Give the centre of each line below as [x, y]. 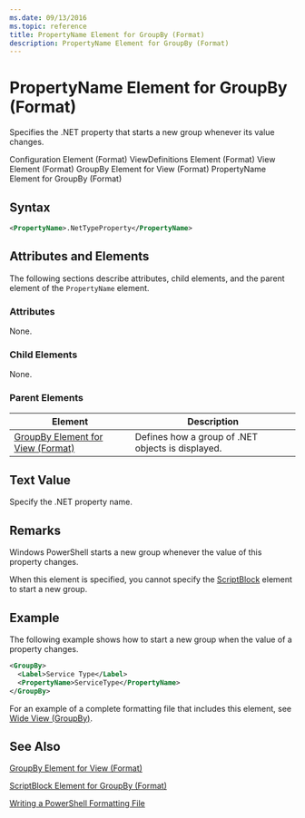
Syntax [30, 207]
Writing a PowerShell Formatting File [77, 803]
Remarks [35, 530]
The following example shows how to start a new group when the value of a [151, 639]
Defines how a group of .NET [197, 436]
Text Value [40, 480]
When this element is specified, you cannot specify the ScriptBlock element [151, 579]
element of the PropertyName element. [79, 287]
